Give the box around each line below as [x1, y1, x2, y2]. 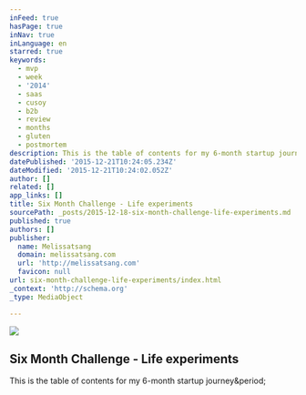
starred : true [9, 47, 64, 56]
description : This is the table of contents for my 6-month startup [9, 148, 275, 157]
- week [17, 73, 43, 82]
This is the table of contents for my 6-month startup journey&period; [9, 375, 267, 387]
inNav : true [9, 30, 55, 39]
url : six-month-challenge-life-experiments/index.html [9, 276, 222, 285]
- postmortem [17, 140, 67, 149]
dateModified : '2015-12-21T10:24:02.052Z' [9, 166, 173, 175]
